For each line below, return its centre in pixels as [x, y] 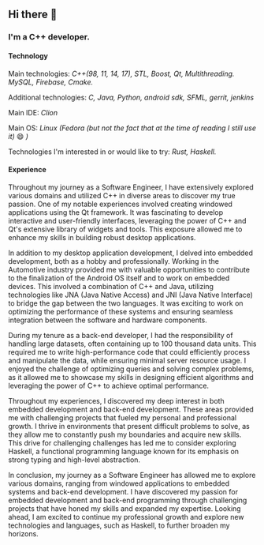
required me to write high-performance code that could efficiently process [129, 351]
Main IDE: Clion [33, 112]
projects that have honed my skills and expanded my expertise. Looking [125, 508]
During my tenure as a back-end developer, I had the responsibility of [121, 335]
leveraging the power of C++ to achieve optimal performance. [109, 385]
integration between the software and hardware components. [108, 320]
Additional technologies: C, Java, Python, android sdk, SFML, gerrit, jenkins [131, 97]
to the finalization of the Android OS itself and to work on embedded [119, 278]
